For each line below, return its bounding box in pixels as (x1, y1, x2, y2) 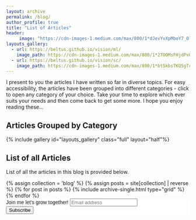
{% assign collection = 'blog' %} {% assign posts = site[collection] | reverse (6, 180, 188, 187)
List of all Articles (6, 153, 71, 163)
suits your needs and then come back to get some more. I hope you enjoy (6, 97, 183, 104)
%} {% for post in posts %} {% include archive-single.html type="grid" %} (6, 186, 185, 193)
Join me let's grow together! (6, 199, 69, 205)
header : (6, 30, 25, 36)
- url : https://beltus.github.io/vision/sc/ (11, 57, 121, 63)
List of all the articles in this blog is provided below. (6, 169, 129, 175)
